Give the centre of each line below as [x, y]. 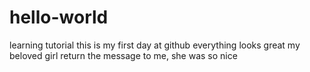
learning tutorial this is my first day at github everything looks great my [155, 45]
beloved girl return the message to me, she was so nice [123, 55]
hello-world [59, 17]
